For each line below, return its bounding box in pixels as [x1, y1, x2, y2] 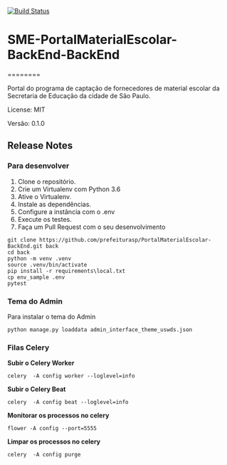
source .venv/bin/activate [7, 261, 88, 268]
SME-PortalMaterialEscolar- [7, 32, 178, 48]
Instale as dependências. [17, 200, 91, 208]
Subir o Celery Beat [7, 385, 66, 394]
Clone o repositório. [17, 177, 76, 186]
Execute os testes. [17, 215, 73, 223]
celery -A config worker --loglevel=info [7, 373, 135, 380]
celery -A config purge [7, 451, 81, 459]
